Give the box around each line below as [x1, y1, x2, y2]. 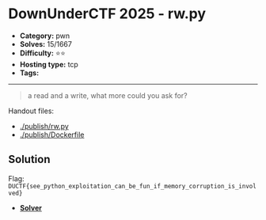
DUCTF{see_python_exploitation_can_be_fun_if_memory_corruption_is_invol [8, 182, 257, 190]
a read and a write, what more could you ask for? [27, 90, 188, 100]
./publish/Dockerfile [19, 130, 85, 139]
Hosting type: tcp [19, 59, 79, 69]
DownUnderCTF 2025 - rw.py [8, 5, 207, 23]
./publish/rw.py [19, 121, 69, 131]
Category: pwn [19, 31, 70, 40]
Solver [19, 203, 42, 212]
